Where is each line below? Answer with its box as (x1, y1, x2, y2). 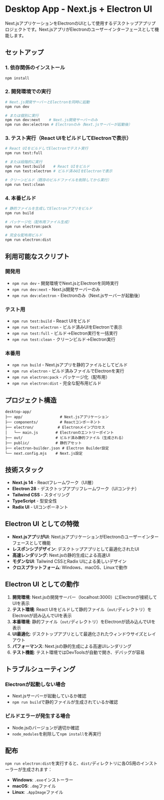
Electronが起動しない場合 (5, 681, 66, 688)
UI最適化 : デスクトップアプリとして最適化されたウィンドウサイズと (12, 631, 148, 637)
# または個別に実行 (5, 113, 39, 118)
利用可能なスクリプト (5, 252, 70, 260)
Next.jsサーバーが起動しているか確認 (12, 693, 87, 699)
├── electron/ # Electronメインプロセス (5, 425, 105, 430)
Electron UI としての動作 (5, 580, 79, 589)
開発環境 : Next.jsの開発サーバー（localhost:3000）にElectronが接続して (12, 594, 158, 600)
